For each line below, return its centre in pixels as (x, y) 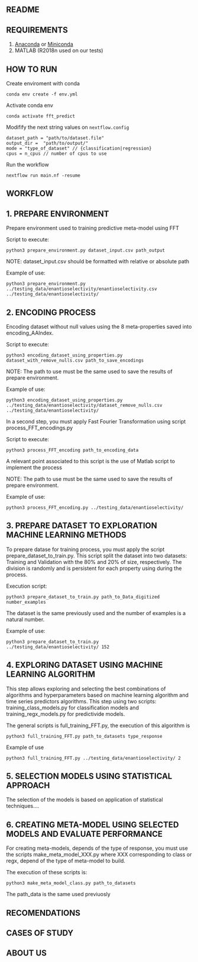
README (23, 10)
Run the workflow (27, 165)
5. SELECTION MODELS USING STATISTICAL (89, 776)
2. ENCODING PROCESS (51, 312)
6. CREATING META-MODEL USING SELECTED (92, 825)
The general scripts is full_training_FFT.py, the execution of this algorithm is (98, 725)
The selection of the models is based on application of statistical (85, 799)
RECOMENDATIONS (43, 913)
